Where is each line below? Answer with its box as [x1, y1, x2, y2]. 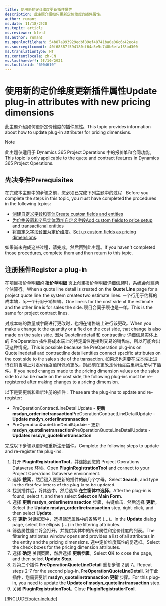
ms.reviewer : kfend [5, 30, 45, 35]
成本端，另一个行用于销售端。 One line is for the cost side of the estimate [5, 298, 153, 304]
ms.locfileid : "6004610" [5, 62, 56, 67]
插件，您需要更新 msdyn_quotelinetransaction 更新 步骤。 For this [12, 574, 148, 580]
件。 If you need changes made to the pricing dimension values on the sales [5, 368, 159, 374]
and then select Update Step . [12, 556, 73, 562]
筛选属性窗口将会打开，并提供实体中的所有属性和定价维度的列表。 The [12, 527, 155, 533]
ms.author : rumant [5, 35, 43, 40]
